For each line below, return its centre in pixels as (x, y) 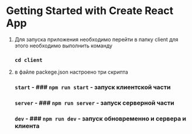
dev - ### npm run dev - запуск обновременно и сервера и (100, 118)
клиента (27, 126)
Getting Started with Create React (90, 11)
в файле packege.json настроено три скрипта (71, 72)
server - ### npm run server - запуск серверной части (94, 103)
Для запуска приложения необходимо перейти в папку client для (96, 39)
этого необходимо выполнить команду (64, 46)
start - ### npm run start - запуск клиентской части (92, 87)
